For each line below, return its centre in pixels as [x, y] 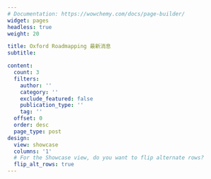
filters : [27, 79]
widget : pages [28, 21]
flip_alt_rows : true [44, 164]
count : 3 [27, 72]
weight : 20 [23, 34]
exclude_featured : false [57, 99]
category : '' [39, 92]
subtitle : [22, 53]
